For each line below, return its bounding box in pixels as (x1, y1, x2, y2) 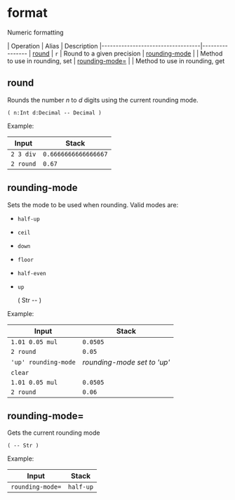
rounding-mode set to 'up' (82, 357, 170, 367)
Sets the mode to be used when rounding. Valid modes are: (7, 200, 179, 209)
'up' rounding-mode (11, 358, 76, 366)
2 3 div (11, 150, 36, 158)
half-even (17, 270, 47, 277)
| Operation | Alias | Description (7, 41, 98, 50)
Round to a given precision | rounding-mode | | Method (63, 49, 223, 58)
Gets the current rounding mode (7, 428, 100, 437)
